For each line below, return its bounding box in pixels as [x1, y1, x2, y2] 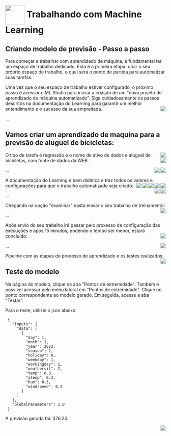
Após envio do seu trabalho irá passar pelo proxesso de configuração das [5, 222, 160, 228]
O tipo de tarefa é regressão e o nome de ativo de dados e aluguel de [5, 152, 151, 158]
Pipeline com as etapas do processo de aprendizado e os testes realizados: [5, 252, 164, 259]
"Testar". [5, 297, 24, 303]
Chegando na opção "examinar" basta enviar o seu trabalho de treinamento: [5, 202, 165, 209]
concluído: [5, 233, 27, 239]
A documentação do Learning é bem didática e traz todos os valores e [5, 177, 153, 183]
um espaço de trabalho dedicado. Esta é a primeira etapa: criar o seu [5, 64, 151, 69]
